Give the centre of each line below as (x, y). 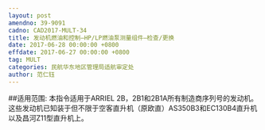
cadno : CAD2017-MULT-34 (48, 30)
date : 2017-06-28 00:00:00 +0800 (64, 45)
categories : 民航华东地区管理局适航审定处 (71, 67)
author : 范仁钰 (31, 75)
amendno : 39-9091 (37, 23)
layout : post (30, 15)
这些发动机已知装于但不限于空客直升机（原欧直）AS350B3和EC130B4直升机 (133, 108)
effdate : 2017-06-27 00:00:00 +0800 (69, 52)
